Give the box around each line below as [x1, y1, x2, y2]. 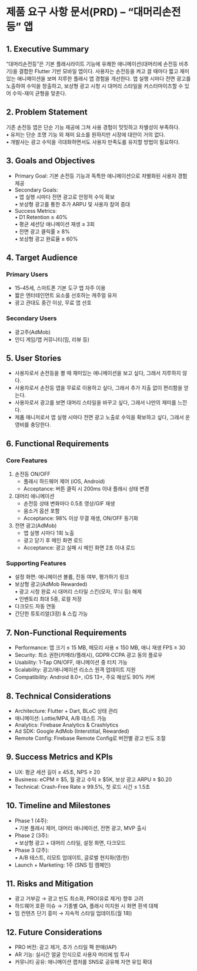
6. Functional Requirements [6, 439, 109, 449]
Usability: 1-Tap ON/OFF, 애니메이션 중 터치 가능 [14, 659, 128, 666]
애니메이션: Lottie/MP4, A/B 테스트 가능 [14, 715, 107, 722]
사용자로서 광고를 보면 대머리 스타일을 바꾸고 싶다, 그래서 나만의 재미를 [14, 399, 176, 406]
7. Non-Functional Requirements [6, 627, 127, 637]
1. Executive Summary [6, 44, 89, 54]
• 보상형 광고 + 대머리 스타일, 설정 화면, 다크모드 [14, 839, 126, 846]
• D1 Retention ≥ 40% [14, 213, 68, 220]
